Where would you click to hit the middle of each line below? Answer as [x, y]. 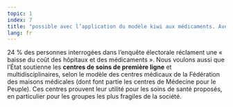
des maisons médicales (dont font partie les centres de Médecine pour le [112, 82]
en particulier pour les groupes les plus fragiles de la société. [94, 97]
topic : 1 [20, 13]
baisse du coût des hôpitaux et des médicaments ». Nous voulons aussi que [116, 60]
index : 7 [20, 20]
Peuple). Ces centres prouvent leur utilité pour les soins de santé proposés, [115, 89]
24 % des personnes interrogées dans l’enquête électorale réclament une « [115, 52]
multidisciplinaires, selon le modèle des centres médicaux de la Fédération [114, 75]
